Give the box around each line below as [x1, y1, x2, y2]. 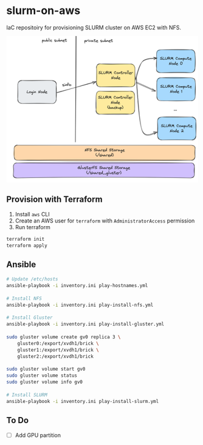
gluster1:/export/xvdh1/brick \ [17, 347, 99, 353]
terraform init [6, 236, 45, 242]
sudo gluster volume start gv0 [6, 366, 86, 372]
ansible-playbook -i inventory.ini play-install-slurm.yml [6, 398, 159, 404]
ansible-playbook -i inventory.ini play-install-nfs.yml [6, 302, 154, 308]
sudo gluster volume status [6, 372, 78, 379]
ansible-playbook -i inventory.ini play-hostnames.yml [6, 283, 148, 289]
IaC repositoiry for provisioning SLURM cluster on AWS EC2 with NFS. [6, 24, 181, 31]
